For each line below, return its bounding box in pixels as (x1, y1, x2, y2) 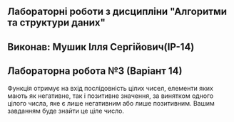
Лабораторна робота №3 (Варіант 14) (7, 65, 183, 77)
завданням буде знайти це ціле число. (7, 106, 125, 115)
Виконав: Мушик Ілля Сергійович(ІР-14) (7, 40, 195, 52)
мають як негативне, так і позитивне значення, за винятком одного (7, 91, 214, 100)
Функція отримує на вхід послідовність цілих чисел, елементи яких (7, 84, 214, 92)
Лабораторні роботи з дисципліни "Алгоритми (7, 6, 227, 18)
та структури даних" (7, 17, 106, 29)
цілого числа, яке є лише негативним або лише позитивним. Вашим (7, 99, 215, 107)
